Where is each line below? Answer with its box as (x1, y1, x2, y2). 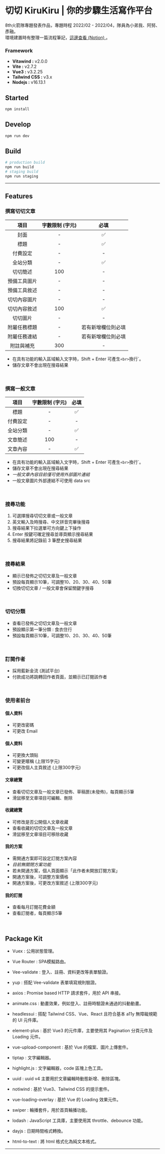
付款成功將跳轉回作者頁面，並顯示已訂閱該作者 (12, 674, 107, 680)
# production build (5, 160, 45, 165)
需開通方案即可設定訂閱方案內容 (12, 855, 77, 861)
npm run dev (5, 133, 29, 139)
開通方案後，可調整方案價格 (12, 874, 69, 880)
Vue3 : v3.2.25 (12, 69, 43, 75)
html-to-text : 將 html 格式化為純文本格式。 (12, 1139, 99, 1145)
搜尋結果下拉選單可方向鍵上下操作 (12, 525, 82, 531)
